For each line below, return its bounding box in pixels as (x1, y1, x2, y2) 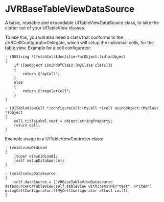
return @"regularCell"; (23, 88, 71, 94)
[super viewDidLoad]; (14, 153, 58, 159)
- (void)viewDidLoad (5, 145, 47, 150)
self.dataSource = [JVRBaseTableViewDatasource (14, 179, 113, 184)
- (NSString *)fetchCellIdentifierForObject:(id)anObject (5, 54, 126, 59)
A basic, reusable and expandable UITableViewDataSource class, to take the (5, 20, 159, 25)
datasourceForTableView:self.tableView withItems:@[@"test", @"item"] (5, 184, 152, 189)
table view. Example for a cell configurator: (5, 45, 92, 50)
